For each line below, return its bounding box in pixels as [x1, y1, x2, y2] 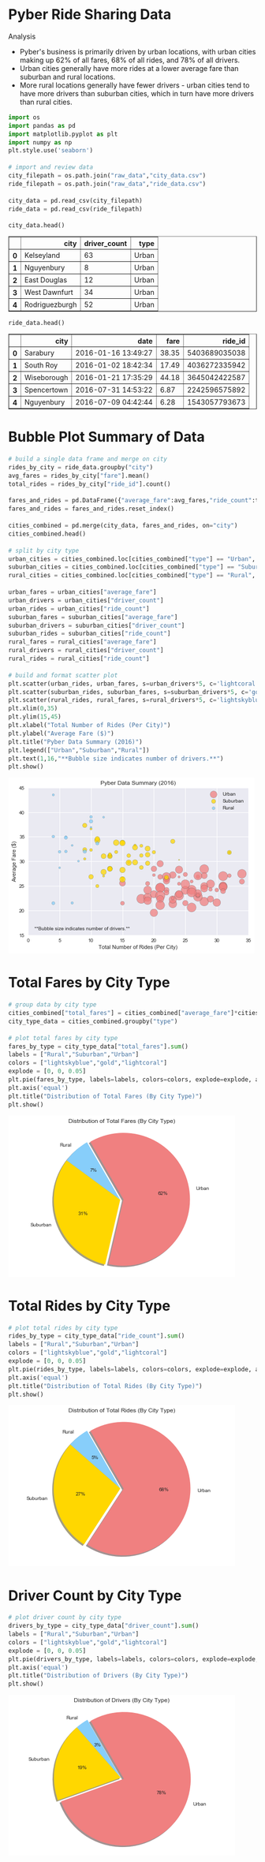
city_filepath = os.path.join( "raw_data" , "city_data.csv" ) [8, 172, 207, 180]
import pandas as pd [8, 121, 77, 129]
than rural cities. [19, 97, 73, 106]
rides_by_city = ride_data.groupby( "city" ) [8, 463, 154, 471]
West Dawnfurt [24, 287, 73, 297]
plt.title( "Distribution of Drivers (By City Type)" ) [8, 1672, 189, 1680]
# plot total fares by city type [8, 1034, 118, 1042]
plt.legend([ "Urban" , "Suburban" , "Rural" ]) [8, 746, 150, 754]
